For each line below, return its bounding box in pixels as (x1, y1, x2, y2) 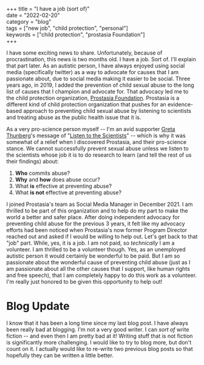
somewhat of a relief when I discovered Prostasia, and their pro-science (6, 138, 187, 145)
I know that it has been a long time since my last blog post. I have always (6, 319, 188, 327)
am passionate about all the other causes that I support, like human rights (6, 265, 190, 272)
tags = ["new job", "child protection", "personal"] (6, 24, 129, 32)
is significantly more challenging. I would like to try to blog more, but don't (6, 338, 192, 346)
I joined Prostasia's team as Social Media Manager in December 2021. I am (6, 200, 193, 208)
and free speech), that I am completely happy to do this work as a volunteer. (6, 271, 197, 279)
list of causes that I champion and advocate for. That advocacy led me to (6, 88, 189, 95)
